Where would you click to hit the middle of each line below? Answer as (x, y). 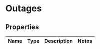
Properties (22, 27)
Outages (23, 9)
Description (59, 41)
